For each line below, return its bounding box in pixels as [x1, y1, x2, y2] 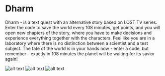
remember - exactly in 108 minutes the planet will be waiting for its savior [5, 50, 155, 57]
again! [5, 56, 18, 62]
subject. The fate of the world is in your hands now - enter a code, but [5, 45, 149, 51]
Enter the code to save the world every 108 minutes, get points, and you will [5, 24, 161, 30]
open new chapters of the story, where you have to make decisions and [5, 30, 152, 36]
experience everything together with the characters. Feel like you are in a [5, 35, 155, 41]
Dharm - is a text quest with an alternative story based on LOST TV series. [5, 19, 158, 25]
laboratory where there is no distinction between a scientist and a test [5, 40, 148, 46]
